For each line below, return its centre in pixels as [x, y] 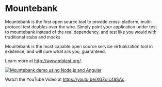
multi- [146, 22]
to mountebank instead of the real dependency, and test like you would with [81, 32]
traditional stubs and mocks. [33, 37]
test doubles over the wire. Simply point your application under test [90, 26]
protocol [13, 26]
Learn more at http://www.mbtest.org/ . [44, 61]
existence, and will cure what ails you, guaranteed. [56, 51]
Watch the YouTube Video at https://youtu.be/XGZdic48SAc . [65, 79]
